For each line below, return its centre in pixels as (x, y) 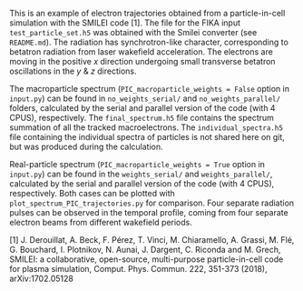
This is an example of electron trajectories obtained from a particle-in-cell (147, 13)
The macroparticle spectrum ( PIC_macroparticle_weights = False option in (150, 89)
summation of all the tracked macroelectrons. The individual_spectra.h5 (147, 127)
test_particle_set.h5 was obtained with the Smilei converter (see (133, 32)
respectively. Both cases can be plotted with (92, 193)
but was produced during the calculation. (86, 146)
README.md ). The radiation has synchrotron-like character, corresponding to (149, 42)
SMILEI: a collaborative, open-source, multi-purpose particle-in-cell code (147, 259)
